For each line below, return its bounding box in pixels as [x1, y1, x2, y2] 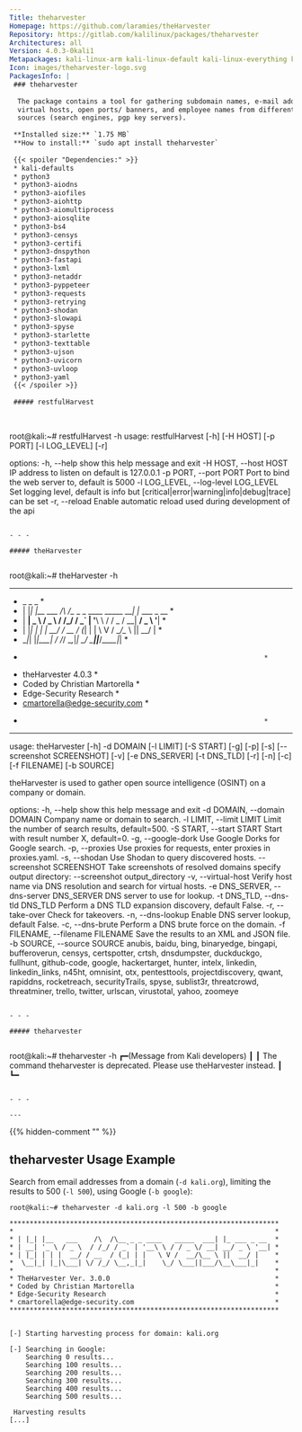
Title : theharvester [9, 13, 87, 22]
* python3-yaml [13, 372, 70, 382]
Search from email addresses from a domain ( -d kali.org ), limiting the [9, 1176, 271, 1187]
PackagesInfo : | [9, 72, 70, 81]
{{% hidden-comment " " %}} [9, 1125, 117, 1137]
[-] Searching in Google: [9, 1345, 106, 1354]
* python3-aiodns [13, 181, 78, 190]
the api [9, 505, 35, 516]
